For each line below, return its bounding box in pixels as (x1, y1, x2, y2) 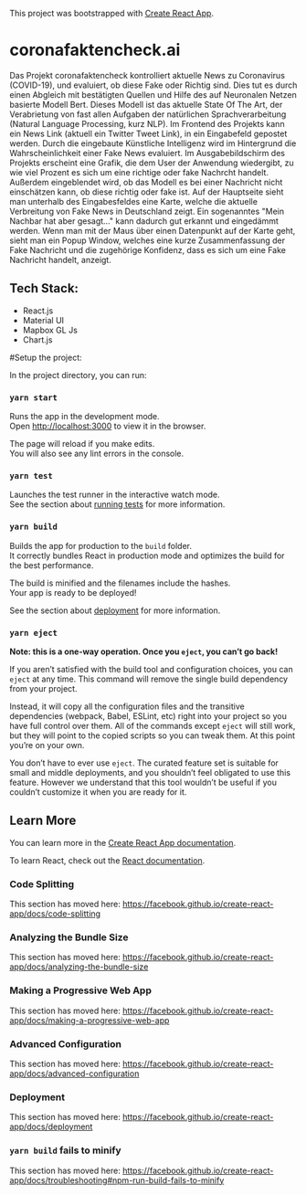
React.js (22, 305, 54, 316)
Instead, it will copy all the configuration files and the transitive (9, 701, 245, 712)
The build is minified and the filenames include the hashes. (9, 577, 231, 588)
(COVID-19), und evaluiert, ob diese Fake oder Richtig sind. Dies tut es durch (9, 79, 298, 90)
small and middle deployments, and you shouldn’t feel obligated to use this (9, 767, 290, 777)
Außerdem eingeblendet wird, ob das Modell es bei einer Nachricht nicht (9, 176, 283, 187)
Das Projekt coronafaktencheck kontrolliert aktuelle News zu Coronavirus (9, 69, 286, 80)
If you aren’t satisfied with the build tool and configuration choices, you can (9, 663, 294, 674)
